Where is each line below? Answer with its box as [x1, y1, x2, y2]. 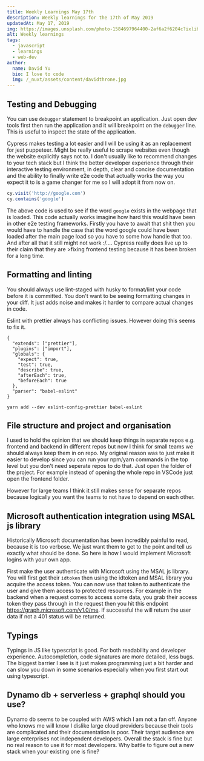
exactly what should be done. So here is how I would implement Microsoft [7, 550, 191, 557]
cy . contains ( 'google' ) [7, 195, 64, 202]
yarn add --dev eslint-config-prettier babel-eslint [7, 404, 143, 410]
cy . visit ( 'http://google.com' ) [7, 190, 86, 196]
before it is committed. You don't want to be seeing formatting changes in [7, 292, 191, 299]
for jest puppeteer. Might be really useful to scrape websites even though [7, 146, 190, 154]
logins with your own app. [7, 556, 71, 563]
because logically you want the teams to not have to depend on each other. [7, 493, 195, 501]
